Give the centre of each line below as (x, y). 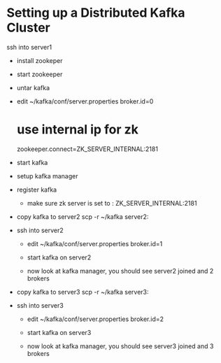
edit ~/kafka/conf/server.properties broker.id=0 (85, 101)
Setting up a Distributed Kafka (96, 13)
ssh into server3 (40, 305)
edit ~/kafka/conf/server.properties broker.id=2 (95, 319)
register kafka (37, 190)
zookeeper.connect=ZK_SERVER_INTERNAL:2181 (87, 149)
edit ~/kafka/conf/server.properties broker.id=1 (95, 243)
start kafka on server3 (59, 332)
